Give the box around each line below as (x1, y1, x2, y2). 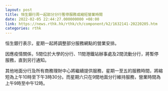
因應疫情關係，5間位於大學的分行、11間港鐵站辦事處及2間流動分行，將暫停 (5, 51, 159, 57)
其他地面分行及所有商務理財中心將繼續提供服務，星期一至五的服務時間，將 (5, 68, 158, 74)
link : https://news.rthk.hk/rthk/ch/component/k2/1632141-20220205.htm (5, 21, 157, 26)
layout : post (5, 7, 32, 12)
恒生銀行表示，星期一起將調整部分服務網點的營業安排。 (5, 40, 119, 46)
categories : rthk (5, 26, 41, 31)
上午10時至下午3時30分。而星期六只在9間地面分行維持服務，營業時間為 (13, 74, 161, 80)
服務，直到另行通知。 (5, 57, 49, 63)
